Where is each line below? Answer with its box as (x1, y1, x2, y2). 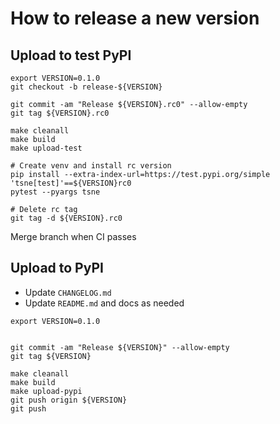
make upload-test (10, 143, 83, 153)
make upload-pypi (10, 386, 83, 396)
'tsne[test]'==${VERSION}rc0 (10, 178, 132, 188)
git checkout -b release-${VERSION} (10, 82, 163, 92)
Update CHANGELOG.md (24, 286, 112, 298)
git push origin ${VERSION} (10, 395, 128, 405)
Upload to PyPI (10, 260, 104, 277)
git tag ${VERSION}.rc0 (10, 108, 110, 118)
